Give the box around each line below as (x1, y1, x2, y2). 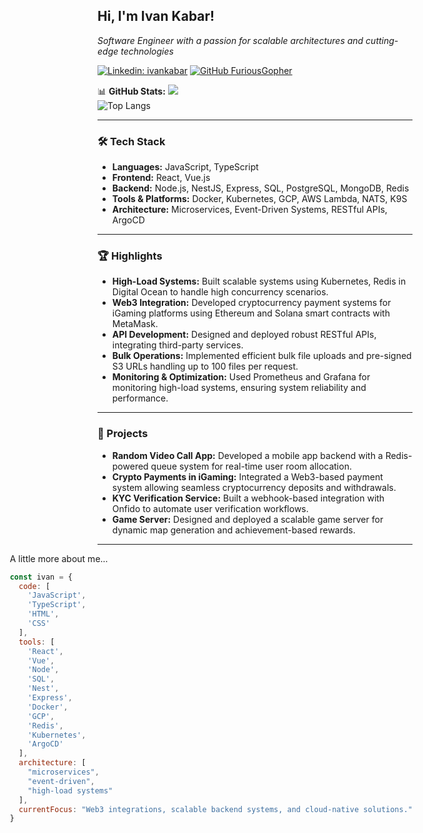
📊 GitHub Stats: (97, 85, 166, 97)
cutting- (365, 34, 399, 46)
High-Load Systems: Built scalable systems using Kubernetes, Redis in (111, 275, 407, 288)
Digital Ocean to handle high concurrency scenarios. (111, 286, 329, 298)
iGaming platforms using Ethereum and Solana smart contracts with (111, 307, 390, 319)
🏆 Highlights (97, 249, 163, 263)
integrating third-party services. (111, 339, 244, 351)
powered (111, 460, 149, 472)
